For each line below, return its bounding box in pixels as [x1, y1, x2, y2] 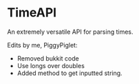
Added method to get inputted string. [17, 69, 122, 77]
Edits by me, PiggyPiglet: [7, 41, 78, 49]
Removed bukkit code [17, 54, 79, 63]
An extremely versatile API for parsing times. [7, 28, 133, 36]
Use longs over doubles [17, 61, 85, 70]
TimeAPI [7, 5, 57, 21]
